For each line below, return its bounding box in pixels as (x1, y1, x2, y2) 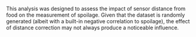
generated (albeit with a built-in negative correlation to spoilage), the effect (6, 18, 190, 24)
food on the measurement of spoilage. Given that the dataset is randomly (6, 11, 185, 18)
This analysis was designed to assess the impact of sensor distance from (6, 5, 186, 12)
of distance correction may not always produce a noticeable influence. (6, 24, 179, 31)
